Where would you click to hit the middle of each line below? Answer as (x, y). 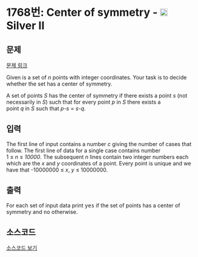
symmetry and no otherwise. (42, 212)
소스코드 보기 (22, 248)
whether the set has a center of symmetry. (59, 84)
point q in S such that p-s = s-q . (46, 108)
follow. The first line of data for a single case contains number (83, 150)
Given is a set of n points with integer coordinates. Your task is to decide (97, 77)
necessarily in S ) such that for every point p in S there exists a (84, 102)
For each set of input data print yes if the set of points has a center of (93, 205)
